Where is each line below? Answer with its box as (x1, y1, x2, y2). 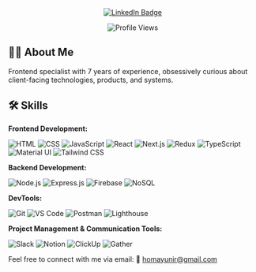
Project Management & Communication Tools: (8, 224, 163, 233)
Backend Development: (8, 162, 87, 172)
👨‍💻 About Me (8, 46, 74, 59)
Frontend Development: (8, 124, 88, 133)
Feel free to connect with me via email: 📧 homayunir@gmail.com (8, 254, 217, 263)
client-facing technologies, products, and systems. (8, 75, 174, 84)
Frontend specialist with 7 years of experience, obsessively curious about (8, 66, 248, 76)
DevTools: (8, 193, 42, 203)
